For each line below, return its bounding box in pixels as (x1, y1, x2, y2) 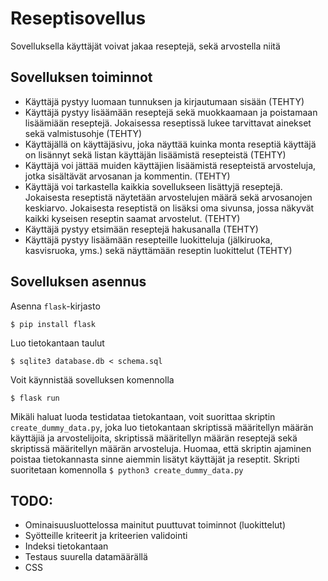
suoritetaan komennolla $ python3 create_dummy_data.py (10, 463, 244, 476)
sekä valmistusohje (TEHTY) (24, 127, 143, 139)
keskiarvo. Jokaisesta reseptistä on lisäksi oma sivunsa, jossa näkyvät (24, 202, 315, 214)
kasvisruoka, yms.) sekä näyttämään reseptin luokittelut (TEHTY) (24, 244, 293, 256)
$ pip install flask (10, 319, 97, 329)
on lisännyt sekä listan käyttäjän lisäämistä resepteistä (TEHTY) (24, 148, 287, 161)
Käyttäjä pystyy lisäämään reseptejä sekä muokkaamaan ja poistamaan (24, 106, 318, 118)
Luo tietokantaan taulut (10, 337, 105, 349)
